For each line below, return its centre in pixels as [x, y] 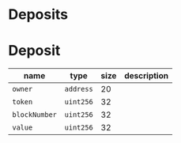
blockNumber [35, 115]
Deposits [38, 15]
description [146, 76]
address [79, 89]
